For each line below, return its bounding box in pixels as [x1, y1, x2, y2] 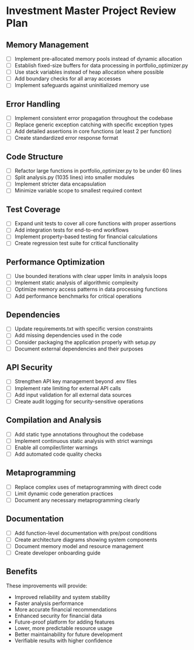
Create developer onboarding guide [14, 549, 101, 556]
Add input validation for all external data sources [14, 391, 131, 398]
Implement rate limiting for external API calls [14, 384, 122, 391]
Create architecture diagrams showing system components [14, 536, 158, 543]
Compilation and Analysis [6, 415, 102, 425]
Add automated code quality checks [14, 450, 102, 458]
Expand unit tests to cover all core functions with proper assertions [14, 220, 176, 227]
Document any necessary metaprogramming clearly [14, 496, 140, 504]
